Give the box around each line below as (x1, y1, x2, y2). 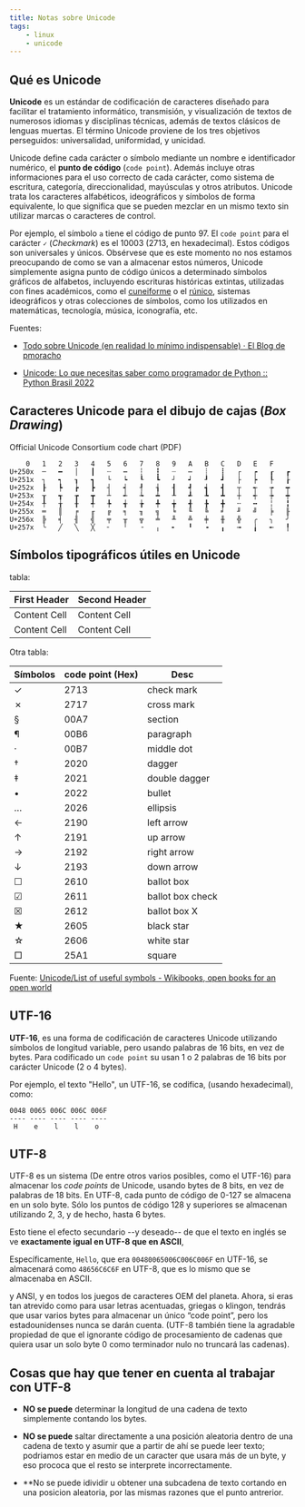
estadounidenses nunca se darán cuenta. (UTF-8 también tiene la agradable (9, 1320, 295, 1331)
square (146, 949, 177, 961)
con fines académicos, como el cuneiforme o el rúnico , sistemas (9, 286, 251, 297)
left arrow (146, 816, 189, 829)
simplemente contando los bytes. (22, 1413, 148, 1424)
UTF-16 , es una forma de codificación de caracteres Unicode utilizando (9, 1032, 278, 1043)
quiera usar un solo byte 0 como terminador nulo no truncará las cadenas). (9, 1339, 290, 1350)
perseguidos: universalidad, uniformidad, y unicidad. (9, 135, 206, 146)
